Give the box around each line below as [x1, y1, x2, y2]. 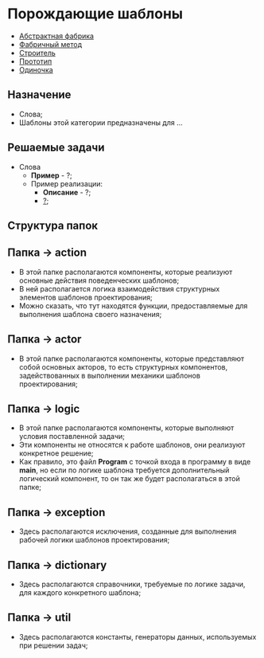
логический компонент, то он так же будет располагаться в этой [18, 474, 240, 484]
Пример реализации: [30, 178, 103, 188]
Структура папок [7, 218, 99, 232]
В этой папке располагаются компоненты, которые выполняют [18, 423, 235, 433]
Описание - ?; [42, 187, 91, 197]
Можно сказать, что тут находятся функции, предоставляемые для [18, 300, 248, 311]
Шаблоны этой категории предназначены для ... [18, 117, 184, 127]
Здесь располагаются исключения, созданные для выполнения [18, 527, 237, 536]
